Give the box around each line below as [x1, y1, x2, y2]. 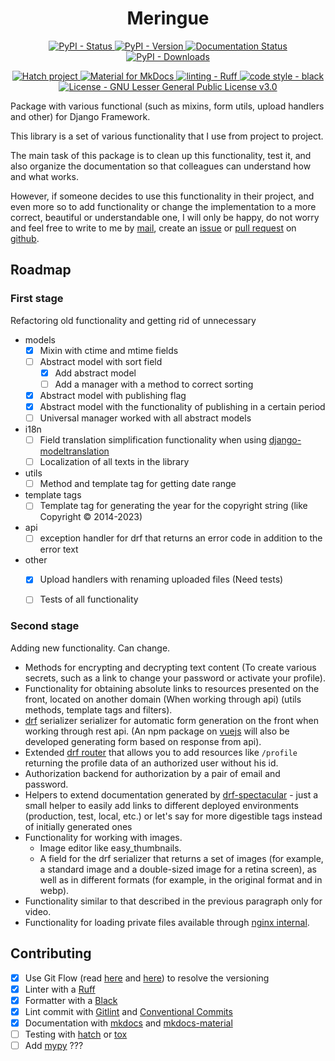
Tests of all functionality [39, 593, 139, 606]
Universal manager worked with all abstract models [39, 412, 252, 424]
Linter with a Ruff [24, 983, 96, 995]
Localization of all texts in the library [39, 456, 190, 468]
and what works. [10, 170, 79, 182]
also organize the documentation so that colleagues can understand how [10, 160, 312, 172]
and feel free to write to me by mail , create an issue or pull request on [10, 222, 297, 234]
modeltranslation [39, 445, 110, 457]
